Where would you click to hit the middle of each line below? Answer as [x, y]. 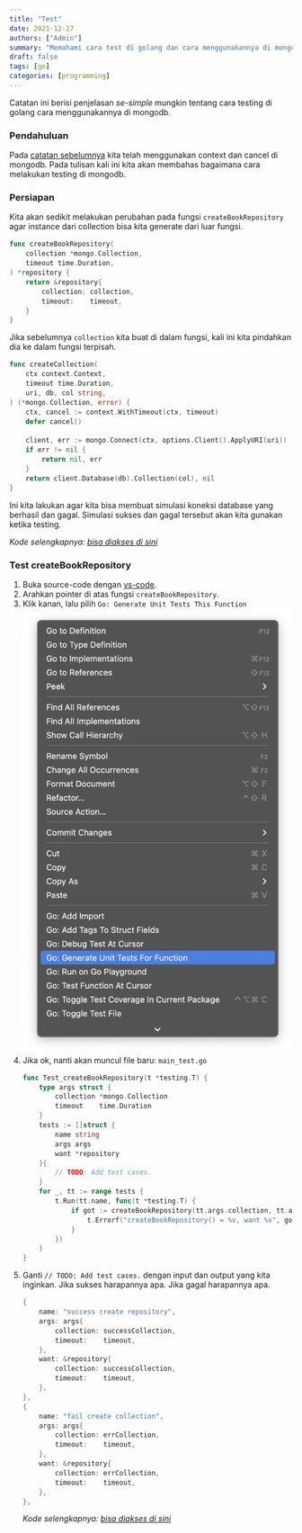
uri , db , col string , [66, 393]
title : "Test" [36, 19]
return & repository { [64, 282]
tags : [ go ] [30, 67]
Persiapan [32, 198]
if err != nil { [56, 450]
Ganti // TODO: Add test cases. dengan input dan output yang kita [147, 1275]
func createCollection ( [54, 364]
